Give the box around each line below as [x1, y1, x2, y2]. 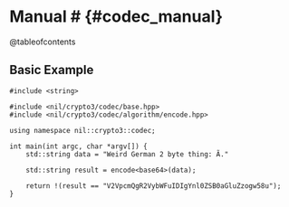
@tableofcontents [9, 36, 76, 47]
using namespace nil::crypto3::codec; [9, 126, 156, 135]
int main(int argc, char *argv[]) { [9, 142, 148, 151]
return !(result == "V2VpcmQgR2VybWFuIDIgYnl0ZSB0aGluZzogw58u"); [25, 181, 282, 191]
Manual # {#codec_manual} [9, 6, 224, 27]
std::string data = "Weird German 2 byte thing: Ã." [25, 149, 229, 159]
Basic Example [9, 62, 94, 78]
